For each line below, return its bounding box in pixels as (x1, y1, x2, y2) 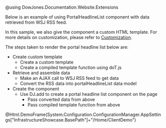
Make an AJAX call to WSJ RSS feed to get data (20, 75, 119, 81)
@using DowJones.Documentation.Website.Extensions (5, 5, 119, 10)
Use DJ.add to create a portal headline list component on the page (20, 91, 158, 97)
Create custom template (12, 54, 63, 60)
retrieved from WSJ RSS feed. (5, 20, 67, 25)
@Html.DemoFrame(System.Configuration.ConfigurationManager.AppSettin (5, 111, 161, 117)
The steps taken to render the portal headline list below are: (5, 44, 129, 50)
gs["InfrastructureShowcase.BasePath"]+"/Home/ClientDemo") (5, 117, 136, 122)
